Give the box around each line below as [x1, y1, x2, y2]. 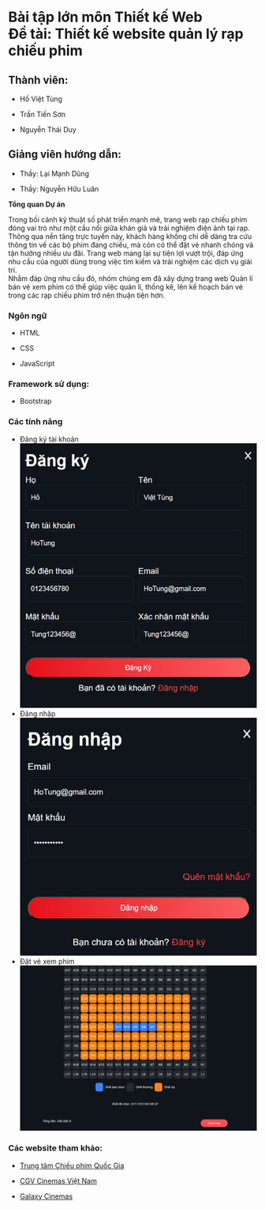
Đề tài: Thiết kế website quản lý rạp [8, 25, 244, 43]
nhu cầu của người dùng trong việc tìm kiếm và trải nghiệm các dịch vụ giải [8, 256, 252, 266]
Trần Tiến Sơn [19, 110, 65, 119]
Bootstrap [19, 396, 52, 406]
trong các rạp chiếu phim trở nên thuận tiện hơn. [8, 290, 166, 300]
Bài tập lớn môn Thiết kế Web [8, 8, 203, 26]
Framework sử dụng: [8, 379, 89, 390]
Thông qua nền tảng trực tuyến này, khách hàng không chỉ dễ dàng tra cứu [8, 231, 252, 241]
